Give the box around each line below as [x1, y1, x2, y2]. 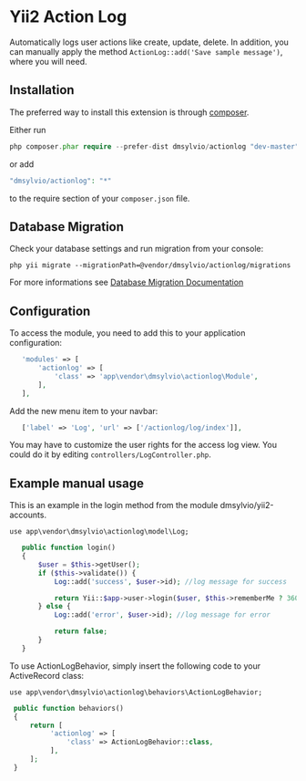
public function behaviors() [13, 703, 125, 713]
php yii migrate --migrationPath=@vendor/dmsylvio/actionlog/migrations [9, 261, 291, 270]
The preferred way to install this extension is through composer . [9, 107, 250, 118]
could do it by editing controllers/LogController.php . [9, 449, 212, 460]
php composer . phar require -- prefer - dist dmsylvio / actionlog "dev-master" [9, 141, 300, 151]
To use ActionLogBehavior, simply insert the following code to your [9, 660, 261, 672]
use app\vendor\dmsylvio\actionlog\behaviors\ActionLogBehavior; [9, 687, 262, 697]
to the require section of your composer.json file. [9, 193, 190, 203]
